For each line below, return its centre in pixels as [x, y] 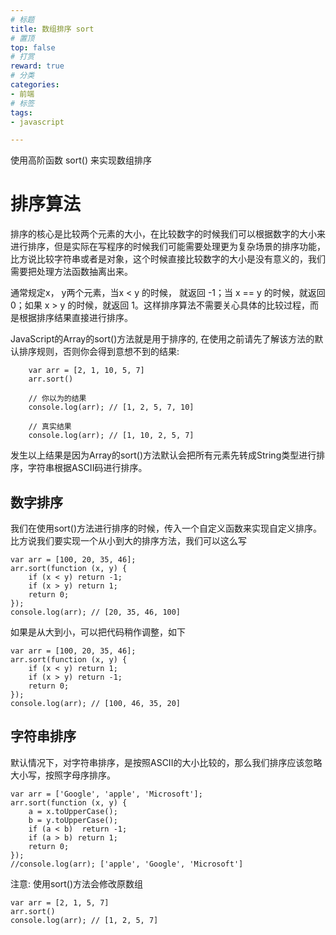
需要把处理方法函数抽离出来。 [71, 272]
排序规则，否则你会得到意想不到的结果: [99, 352]
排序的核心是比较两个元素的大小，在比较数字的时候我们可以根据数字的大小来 [168, 234]
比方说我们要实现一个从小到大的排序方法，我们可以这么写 [128, 540]
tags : [21, 112]
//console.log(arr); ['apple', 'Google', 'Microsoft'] [127, 864]
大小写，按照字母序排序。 [63, 775]
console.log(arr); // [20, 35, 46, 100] [96, 612]
